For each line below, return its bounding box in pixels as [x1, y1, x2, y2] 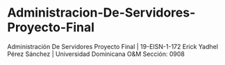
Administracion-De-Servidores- [7, 5, 196, 21]
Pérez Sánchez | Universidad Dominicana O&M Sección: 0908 [7, 50, 185, 58]
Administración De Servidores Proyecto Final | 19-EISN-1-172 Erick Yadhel [7, 42, 219, 50]
